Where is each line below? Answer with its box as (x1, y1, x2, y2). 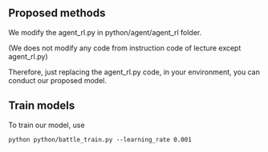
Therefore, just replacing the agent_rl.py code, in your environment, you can (8, 67, 261, 77)
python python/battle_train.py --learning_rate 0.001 (8, 135, 193, 143)
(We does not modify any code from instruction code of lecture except (8, 43, 242, 53)
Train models (8, 99, 75, 113)
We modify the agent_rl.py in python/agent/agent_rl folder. (8, 27, 202, 37)
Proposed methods (8, 6, 106, 20)
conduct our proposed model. (8, 75, 107, 85)
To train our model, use (8, 120, 86, 130)
